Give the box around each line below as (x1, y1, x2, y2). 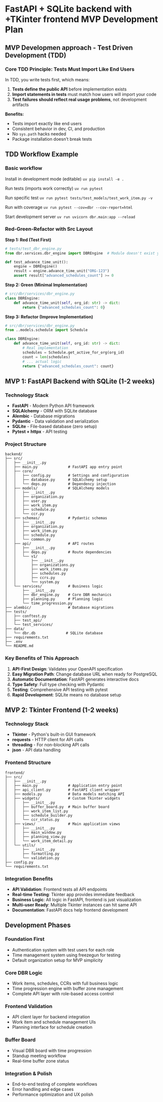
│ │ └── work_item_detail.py (5, 839, 73, 843)
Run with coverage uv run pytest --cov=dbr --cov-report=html (5, 204, 133, 210)
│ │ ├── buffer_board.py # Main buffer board (5, 804, 110, 809)
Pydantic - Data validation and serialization (12, 418, 98, 424)
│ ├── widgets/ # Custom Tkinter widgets (5, 796, 120, 801)
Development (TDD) (5, 51, 66, 59)
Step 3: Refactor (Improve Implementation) (5, 314, 93, 319)
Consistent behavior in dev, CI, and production (12, 126, 105, 131)
